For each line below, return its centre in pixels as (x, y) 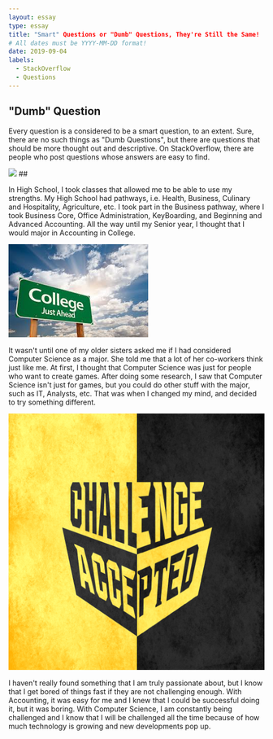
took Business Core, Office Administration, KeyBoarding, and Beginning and (135, 215)
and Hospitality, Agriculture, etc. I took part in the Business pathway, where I (136, 207)
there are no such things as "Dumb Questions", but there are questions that (134, 139)
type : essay (28, 26)
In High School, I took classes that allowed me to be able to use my (121, 189)
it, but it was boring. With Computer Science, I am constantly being (121, 709)
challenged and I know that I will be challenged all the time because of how (134, 717)
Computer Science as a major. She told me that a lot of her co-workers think (136, 359)
